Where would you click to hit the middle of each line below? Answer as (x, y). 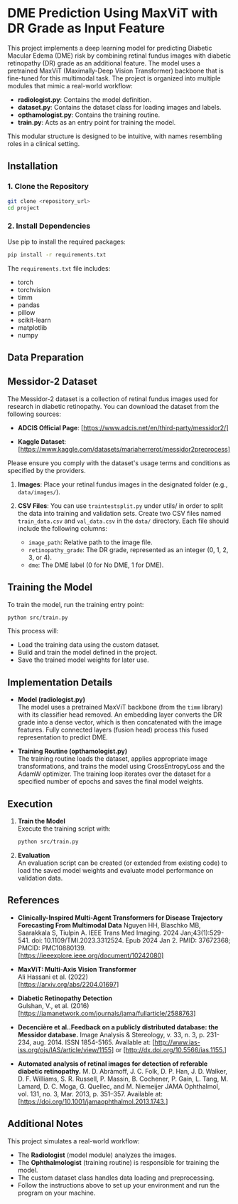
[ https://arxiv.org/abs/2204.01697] (68, 984)
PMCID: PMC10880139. (52, 948)
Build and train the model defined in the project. (87, 653)
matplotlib (32, 327)
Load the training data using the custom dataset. (88, 645)
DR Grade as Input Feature (86, 28)
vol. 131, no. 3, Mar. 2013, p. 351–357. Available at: (90, 1094)
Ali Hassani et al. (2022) (53, 977)
